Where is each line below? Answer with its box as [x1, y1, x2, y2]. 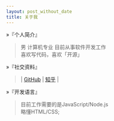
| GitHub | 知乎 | [20, 76, 59, 83]
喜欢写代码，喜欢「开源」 [20, 51, 83, 58]
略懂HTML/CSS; [20, 108, 60, 115]
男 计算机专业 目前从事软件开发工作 [20, 43, 106, 51]
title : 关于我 [6, 14, 38, 20]
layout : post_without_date [6, 8, 72, 15]
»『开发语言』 [6, 88, 41, 95]
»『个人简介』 [6, 31, 41, 38]
